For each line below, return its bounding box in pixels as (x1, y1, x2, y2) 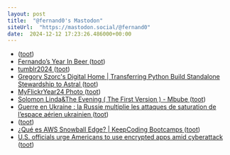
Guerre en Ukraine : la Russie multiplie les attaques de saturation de (17, 102, 217, 111)
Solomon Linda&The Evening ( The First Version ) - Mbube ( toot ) (17, 95, 206, 104)
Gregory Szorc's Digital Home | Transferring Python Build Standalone (17, 73, 220, 81)
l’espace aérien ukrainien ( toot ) (17, 110, 109, 119)
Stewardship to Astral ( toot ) (17, 80, 99, 89)
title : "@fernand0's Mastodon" (7, 17, 103, 24)
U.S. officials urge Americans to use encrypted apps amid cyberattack (17, 133, 224, 141)
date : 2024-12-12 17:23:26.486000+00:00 (7, 30, 132, 38)
